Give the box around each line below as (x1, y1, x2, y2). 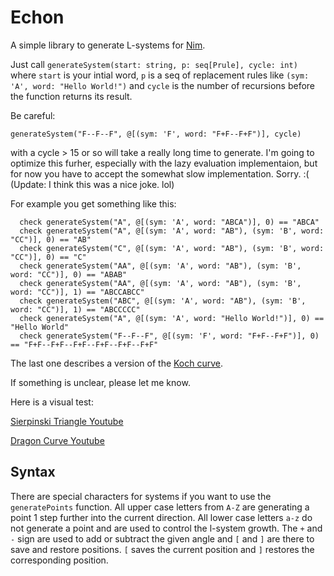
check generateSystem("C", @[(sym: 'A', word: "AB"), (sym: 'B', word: (19, 243, 325, 253)
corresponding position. (10, 554, 109, 566)
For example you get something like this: (10, 197, 177, 210)
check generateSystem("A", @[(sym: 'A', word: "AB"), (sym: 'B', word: (19, 226, 325, 236)
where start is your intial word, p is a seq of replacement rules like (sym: (10, 69, 310, 81)
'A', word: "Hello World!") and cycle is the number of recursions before (10, 79, 316, 91)
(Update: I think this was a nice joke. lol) (10, 178, 175, 190)
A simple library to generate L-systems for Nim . (10, 39, 206, 51)
